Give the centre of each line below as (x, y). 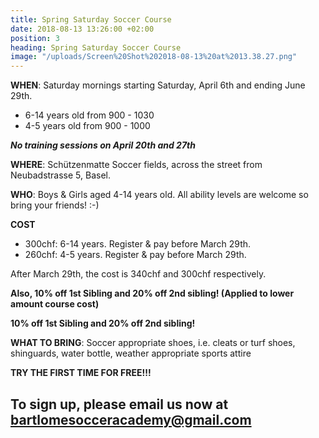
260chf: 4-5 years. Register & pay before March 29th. (135, 255)
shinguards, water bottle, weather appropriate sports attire (131, 353)
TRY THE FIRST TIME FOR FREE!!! (81, 373)
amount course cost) (55, 304)
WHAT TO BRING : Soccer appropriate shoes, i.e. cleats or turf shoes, (153, 343)
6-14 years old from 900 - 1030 (89, 115)
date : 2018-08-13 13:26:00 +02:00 (82, 29)
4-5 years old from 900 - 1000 (87, 126)
